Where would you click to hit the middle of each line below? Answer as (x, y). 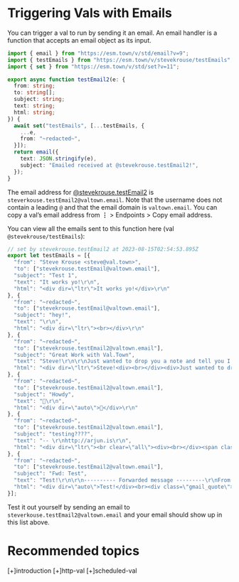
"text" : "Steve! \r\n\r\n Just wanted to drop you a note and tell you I (122, 361)
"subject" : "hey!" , (43, 315)
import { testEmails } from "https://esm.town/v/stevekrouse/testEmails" (119, 60)
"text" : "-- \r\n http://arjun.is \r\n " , (73, 441)
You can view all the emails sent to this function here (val (91, 228)
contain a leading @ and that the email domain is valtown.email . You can (112, 207)
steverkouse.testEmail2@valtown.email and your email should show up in (115, 514)
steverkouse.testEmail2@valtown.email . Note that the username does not (115, 200)
